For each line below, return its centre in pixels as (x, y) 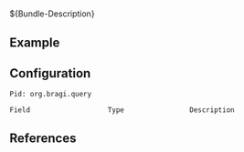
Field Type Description (122, 110)
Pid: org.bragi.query (51, 95)
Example (35, 42)
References (43, 138)
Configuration (50, 73)
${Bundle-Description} (52, 14)
